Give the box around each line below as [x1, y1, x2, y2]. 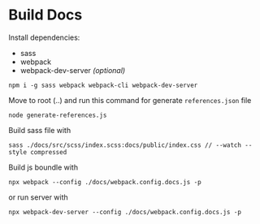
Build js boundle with [8, 162, 79, 172]
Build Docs [8, 6, 83, 24]
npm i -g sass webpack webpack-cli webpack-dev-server [8, 81, 198, 89]
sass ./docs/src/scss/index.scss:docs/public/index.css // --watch [8, 140, 242, 149]
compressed [29, 148, 67, 156]
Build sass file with [8, 125, 71, 135]
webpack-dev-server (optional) [19, 65, 126, 75]
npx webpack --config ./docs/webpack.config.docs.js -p [8, 178, 201, 186]
